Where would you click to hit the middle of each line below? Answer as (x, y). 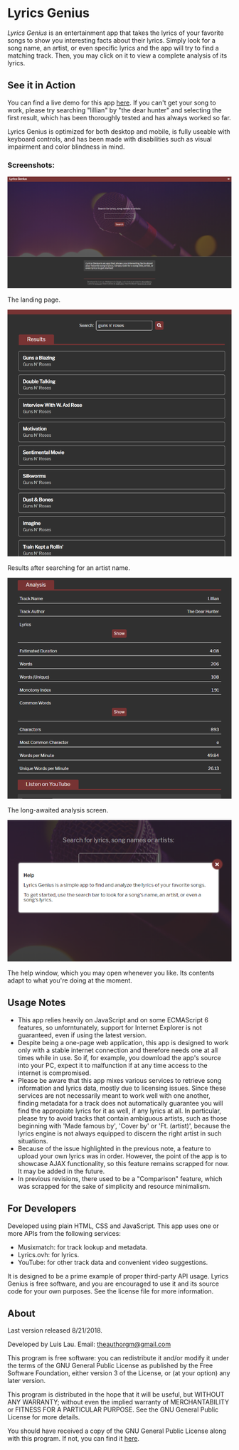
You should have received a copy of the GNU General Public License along (117, 1431)
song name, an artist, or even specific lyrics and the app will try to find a (113, 48)
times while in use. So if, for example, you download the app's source (119, 1057)
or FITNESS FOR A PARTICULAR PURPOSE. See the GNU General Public (113, 1409)
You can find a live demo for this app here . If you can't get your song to (112, 102)
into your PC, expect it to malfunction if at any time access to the (112, 1065)
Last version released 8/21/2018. (55, 1330)
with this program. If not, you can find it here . (74, 1439)
